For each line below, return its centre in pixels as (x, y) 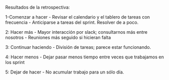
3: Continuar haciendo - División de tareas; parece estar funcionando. (78, 47)
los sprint (15, 62)
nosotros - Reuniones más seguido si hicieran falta (58, 37)
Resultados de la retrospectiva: (37, 7)
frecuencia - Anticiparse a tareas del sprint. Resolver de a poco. (72, 22)
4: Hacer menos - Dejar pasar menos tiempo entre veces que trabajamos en (85, 57)
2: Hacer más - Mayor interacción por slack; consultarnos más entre (76, 32)
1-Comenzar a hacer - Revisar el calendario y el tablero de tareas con (78, 17)
